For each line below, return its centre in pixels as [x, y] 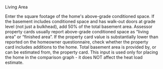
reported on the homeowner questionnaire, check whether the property [77, 42]
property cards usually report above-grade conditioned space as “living [77, 32]
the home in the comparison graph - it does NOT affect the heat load [74, 57]
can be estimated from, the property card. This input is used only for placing [81, 52]
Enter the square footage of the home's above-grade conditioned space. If [80, 16]
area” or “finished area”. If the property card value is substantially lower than [82, 37]
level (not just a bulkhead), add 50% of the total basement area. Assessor [79, 27]
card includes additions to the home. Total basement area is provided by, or [81, 47]
